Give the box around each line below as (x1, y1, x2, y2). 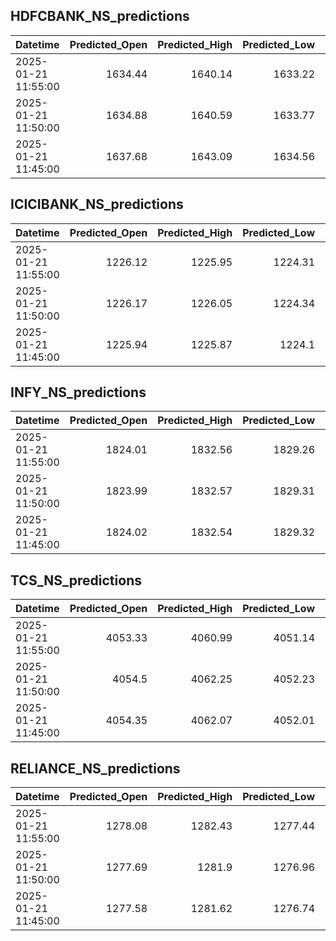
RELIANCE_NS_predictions (10, 760, 181, 777)
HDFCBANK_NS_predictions (10, 8, 190, 25)
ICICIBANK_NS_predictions (10, 196, 184, 213)
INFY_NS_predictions (10, 384, 147, 401)
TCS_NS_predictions (10, 572, 142, 589)
